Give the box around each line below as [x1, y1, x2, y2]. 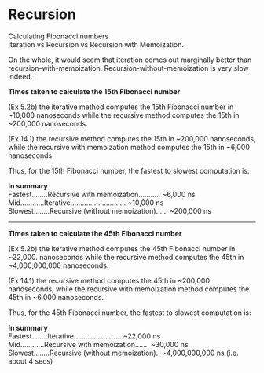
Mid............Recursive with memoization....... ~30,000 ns [8, 339, 189, 349]
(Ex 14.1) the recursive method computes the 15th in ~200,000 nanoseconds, [8, 133, 256, 143]
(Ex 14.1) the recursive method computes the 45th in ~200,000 [8, 276, 211, 285]
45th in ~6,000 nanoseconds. [8, 292, 104, 302]
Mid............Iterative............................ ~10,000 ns [8, 198, 164, 207]
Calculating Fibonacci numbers [8, 31, 109, 41]
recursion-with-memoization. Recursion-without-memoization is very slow [8, 63, 249, 72]
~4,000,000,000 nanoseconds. [8, 261, 109, 270]
